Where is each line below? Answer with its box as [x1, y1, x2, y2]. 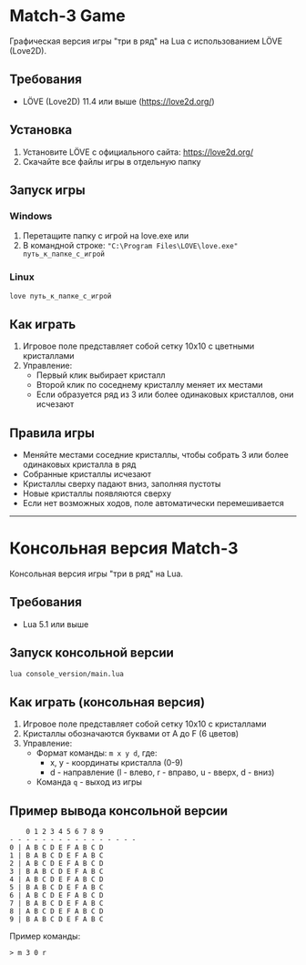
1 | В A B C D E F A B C [9, 851, 104, 860]
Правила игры [9, 425, 96, 441]
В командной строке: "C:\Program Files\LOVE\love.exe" [22, 240, 239, 251]
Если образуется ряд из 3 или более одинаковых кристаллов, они [36, 389, 294, 401]
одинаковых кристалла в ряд [22, 459, 137, 470]
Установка [9, 122, 73, 137]
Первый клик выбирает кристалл [36, 370, 166, 381]
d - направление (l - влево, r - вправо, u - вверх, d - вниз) [49, 767, 275, 778]
